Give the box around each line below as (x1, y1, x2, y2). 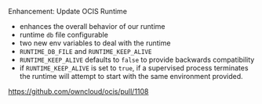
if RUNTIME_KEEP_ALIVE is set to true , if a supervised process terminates (19, 63, 249, 73)
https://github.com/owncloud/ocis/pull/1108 (8, 87, 149, 96)
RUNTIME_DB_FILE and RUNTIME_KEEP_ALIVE (19, 47, 152, 56)
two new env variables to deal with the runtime (19, 38, 171, 48)
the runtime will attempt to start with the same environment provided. (19, 72, 243, 81)
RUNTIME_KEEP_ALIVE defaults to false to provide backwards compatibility (19, 55, 255, 64)
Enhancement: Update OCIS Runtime (8, 7, 128, 16)
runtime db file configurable (19, 30, 108, 39)
